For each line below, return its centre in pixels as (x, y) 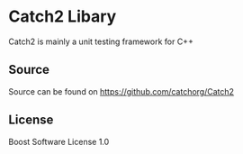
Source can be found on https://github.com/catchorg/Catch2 (121, 91)
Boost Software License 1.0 (59, 141)
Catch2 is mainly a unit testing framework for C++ (101, 41)
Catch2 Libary (63, 17)
